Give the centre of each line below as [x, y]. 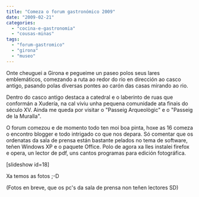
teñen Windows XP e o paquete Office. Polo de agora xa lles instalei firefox [98, 146]
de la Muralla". [24, 116]
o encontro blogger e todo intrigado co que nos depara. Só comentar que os [100, 134]
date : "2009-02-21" [30, 17]
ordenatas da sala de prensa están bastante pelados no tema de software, [97, 140]
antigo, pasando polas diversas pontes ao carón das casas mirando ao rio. [97, 85]
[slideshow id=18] [28, 164]
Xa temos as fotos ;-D [33, 176]
